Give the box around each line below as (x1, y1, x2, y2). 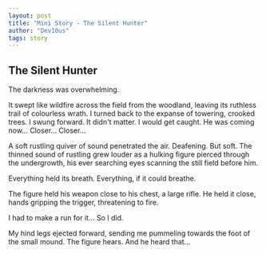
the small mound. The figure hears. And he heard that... (8, 237, 191, 247)
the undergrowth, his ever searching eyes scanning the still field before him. (8, 158, 258, 168)
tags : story (8, 34, 48, 42)
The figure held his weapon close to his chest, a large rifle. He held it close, (8, 189, 256, 199)
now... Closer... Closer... (8, 125, 86, 136)
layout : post (8, 11, 52, 20)
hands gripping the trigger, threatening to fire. (8, 197, 159, 208)
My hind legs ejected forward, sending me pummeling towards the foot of (8, 228, 251, 238)
